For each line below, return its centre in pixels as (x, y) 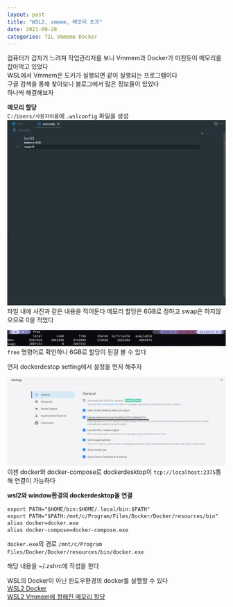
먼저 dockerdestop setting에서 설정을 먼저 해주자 (75, 367)
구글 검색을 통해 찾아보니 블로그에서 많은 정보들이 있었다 (83, 84)
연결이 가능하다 (35, 481)
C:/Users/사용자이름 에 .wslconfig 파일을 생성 (68, 116)
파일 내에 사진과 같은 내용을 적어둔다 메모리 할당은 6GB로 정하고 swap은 (105, 311)
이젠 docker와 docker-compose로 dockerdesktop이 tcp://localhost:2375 (112, 472)
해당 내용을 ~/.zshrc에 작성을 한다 (53, 566)
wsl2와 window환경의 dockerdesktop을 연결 (70, 495)
